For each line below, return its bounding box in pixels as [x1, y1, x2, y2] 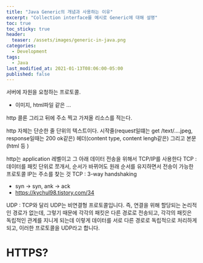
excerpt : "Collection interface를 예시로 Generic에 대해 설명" [6, 15, 158, 21]
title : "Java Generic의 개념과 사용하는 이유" [6, 9, 113, 15]
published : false [6, 71, 50, 77]
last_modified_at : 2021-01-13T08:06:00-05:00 [6, 65, 123, 72]
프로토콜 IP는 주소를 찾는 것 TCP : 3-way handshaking [6, 171, 138, 178]
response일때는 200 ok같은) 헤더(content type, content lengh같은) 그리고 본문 [6, 135, 197, 142]
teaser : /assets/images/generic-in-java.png [12, 37, 126, 43]
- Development [12, 49, 47, 55]
